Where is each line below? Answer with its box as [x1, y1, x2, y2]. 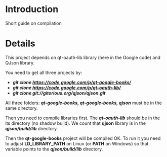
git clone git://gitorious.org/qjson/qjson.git [12, 90, 106, 96]
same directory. [5, 105, 38, 111]
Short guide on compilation [5, 20, 62, 26]
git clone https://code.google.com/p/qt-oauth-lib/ [12, 85, 121, 91]
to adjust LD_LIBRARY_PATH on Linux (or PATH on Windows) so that [5, 140, 149, 146]
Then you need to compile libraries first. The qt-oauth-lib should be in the [5, 115, 160, 121]
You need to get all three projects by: [5, 69, 82, 75]
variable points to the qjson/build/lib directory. [5, 146, 103, 152]
